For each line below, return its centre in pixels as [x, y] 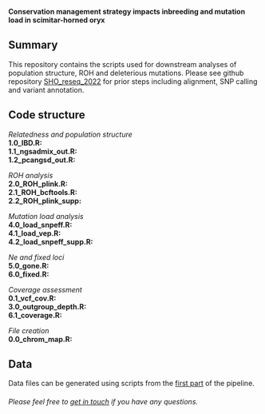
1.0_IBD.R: [25, 142]
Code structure [47, 115]
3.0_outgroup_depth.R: [47, 306]
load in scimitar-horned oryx [57, 20]
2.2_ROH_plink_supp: [45, 201]
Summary [33, 45]
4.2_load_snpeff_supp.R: [51, 241]
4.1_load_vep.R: [35, 233]
